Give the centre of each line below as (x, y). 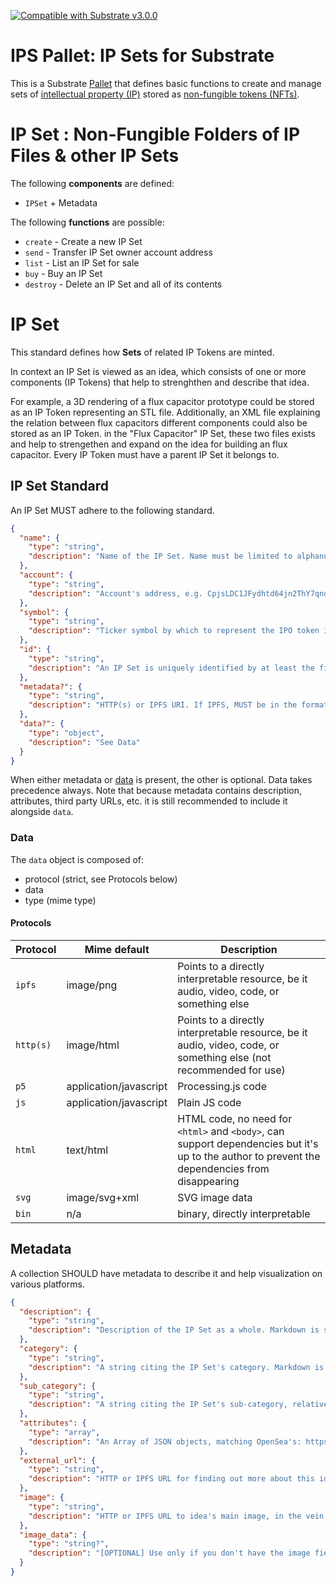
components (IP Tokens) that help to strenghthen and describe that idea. (160, 382)
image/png (92, 985)
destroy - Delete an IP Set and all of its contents (123, 284)
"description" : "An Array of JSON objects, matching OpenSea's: (165, 1441)
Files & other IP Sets (95, 156)
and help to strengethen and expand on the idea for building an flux (149, 444)
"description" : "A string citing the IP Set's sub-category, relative (178, 1405)
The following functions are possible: (87, 222)
